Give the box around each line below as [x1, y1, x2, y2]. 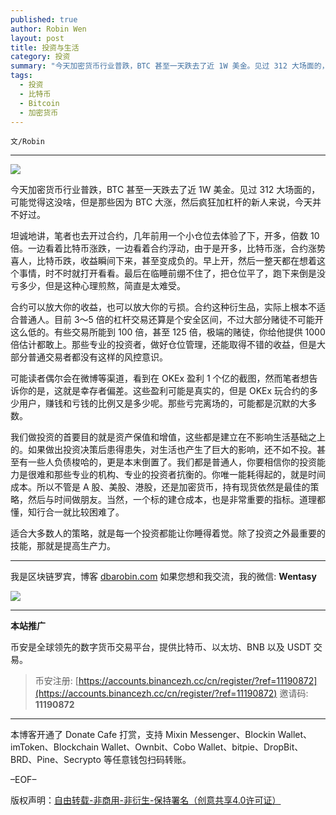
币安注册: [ [34, 675, 79, 687]
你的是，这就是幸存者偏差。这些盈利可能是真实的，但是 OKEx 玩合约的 [18, 385, 310, 397]
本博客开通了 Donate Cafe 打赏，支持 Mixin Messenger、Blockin [10, 729, 276, 741]
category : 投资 [10, 52, 71, 62]
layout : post [10, 33, 65, 43]
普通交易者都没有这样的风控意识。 [27, 351, 168, 363]
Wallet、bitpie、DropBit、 [197, 741, 304, 753]
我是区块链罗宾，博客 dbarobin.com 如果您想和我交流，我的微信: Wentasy [10, 571, 317, 583]
